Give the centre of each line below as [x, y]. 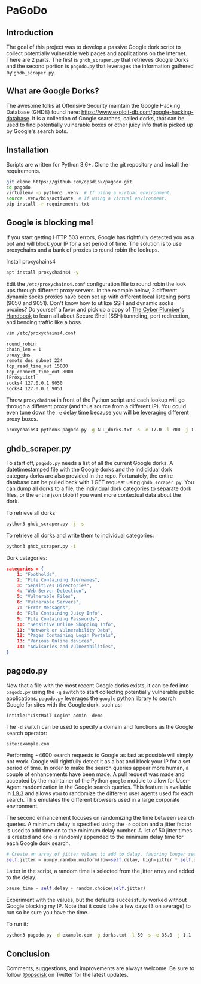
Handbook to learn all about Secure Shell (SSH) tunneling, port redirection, [98, 316]
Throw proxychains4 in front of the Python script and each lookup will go [96, 400]
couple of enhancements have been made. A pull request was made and [95, 774]
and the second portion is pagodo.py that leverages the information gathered [100, 66]
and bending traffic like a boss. [44, 322]
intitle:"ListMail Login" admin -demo [54, 716]
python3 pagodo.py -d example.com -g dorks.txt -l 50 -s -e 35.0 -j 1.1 [99, 935]
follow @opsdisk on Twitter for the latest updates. [67, 975]
